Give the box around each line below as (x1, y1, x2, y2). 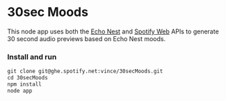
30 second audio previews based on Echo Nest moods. (7, 34, 166, 42)
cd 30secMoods (7, 75, 49, 81)
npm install (7, 81, 42, 88)
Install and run (7, 52, 57, 61)
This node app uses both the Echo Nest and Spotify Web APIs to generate (7, 27, 219, 36)
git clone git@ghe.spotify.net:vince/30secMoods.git (7, 68, 163, 75)
